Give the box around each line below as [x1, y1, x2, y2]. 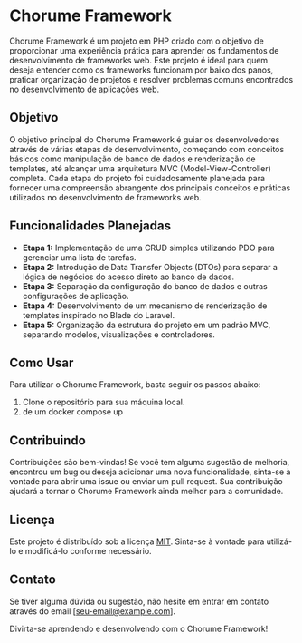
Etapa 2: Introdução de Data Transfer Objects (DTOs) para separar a [22, 261, 278, 272]
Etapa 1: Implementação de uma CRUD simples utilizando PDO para [22, 242, 275, 253]
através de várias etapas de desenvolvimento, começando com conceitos [9, 143, 285, 154]
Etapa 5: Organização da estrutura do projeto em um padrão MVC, [22, 319, 271, 330]
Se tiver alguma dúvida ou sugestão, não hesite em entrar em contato [9, 596, 269, 607]
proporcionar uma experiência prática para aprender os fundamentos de [9, 44, 279, 55]
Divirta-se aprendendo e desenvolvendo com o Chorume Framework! [9, 623, 269, 634]
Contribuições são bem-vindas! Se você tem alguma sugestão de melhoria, [9, 457, 290, 468]
